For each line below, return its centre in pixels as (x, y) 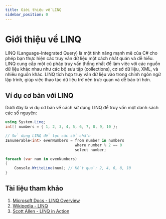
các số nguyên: (21, 113)
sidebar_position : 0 (27, 15)
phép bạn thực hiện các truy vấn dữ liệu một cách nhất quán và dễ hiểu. (79, 59)
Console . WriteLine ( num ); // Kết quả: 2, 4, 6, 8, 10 (73, 168)
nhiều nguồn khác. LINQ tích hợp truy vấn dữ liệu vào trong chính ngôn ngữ (83, 74)
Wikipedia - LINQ (30, 205)
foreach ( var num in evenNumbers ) (41, 159)
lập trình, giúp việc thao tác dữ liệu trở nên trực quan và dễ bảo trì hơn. (78, 80)
